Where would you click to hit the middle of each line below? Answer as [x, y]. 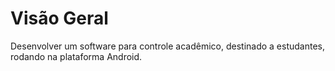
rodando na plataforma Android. [76, 56]
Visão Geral [59, 18]
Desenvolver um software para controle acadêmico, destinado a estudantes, [167, 46]
